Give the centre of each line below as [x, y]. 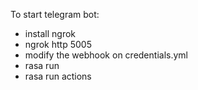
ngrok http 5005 [58, 44]
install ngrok [50, 33]
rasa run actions [58, 76]
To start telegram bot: [55, 14]
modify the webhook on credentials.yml [106, 55]
